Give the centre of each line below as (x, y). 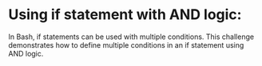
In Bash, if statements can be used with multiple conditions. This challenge (131, 37)
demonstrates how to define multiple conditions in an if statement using (126, 45)
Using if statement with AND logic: (125, 15)
